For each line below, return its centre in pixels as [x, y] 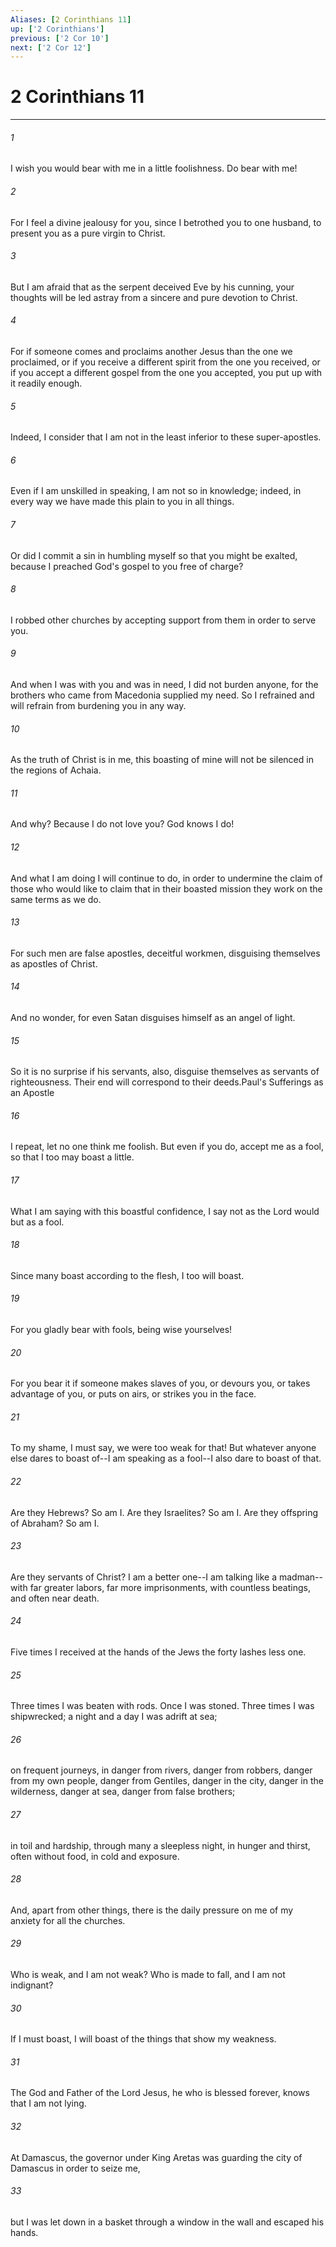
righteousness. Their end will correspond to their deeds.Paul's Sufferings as [167, 1082]
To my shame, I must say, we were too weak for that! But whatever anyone [163, 1448]
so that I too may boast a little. [72, 1157]
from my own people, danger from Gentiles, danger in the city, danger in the [167, 1781]
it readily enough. [46, 383]
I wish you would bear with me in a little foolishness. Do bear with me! [154, 168]
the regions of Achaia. [56, 770]
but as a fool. [37, 1222]
